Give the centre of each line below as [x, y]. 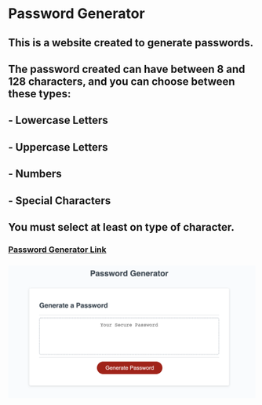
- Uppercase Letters [58, 147]
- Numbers [35, 174]
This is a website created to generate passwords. [131, 43]
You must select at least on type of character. [122, 227]
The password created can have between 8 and [127, 69]
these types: [40, 94]
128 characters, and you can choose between [122, 81]
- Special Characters [60, 201]
